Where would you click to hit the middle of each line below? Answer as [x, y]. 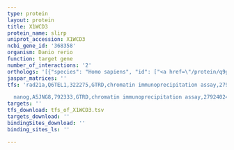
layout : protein [31, 20]
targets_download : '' [39, 117]
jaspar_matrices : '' [37, 78]
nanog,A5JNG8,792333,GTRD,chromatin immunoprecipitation [98, 97]
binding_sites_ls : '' [39, 129]
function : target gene [40, 59]
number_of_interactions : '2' [49, 65]
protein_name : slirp [37, 33]
